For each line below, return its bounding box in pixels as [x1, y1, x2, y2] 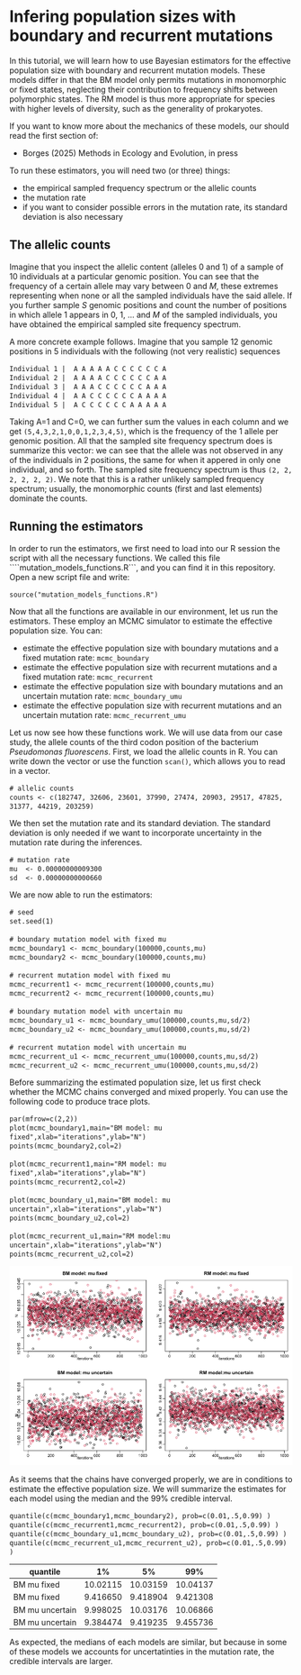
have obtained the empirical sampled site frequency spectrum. [9, 318, 242, 330]
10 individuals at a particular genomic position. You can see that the [9, 270, 260, 281]
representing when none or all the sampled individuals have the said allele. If [9, 290, 293, 301]
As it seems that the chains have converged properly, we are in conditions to [9, 1474, 293, 1485]
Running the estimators [9, 519, 144, 534]
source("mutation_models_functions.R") [9, 590, 159, 599]
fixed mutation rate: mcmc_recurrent [22, 671, 154, 682]
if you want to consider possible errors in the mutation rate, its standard [22, 201, 288, 213]
